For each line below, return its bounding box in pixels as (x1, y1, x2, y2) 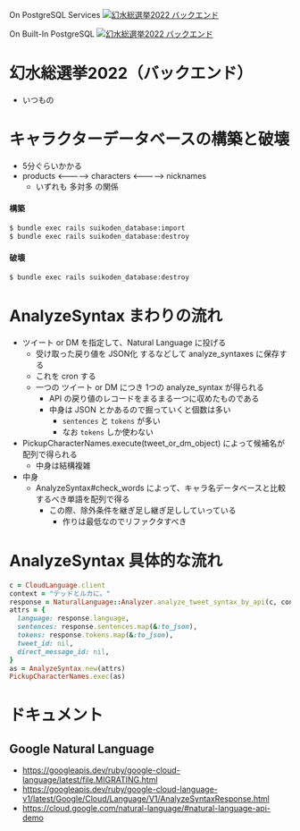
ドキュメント (9, 705, 104, 725)
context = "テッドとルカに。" (9, 589, 111, 598)
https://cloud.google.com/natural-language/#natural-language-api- (21, 803, 271, 814)
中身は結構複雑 (35, 460, 91, 471)
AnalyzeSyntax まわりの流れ (9, 306, 223, 326)
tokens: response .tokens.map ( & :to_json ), (17, 631, 174, 640)
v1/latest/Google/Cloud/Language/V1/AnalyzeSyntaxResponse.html (21, 793, 270, 804)
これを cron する (35, 370, 96, 381)
